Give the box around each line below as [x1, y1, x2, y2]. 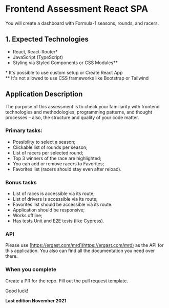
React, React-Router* [12, 48, 58, 54]
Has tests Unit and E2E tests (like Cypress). [12, 218, 104, 224]
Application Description [5, 90, 83, 99]
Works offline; [12, 213, 43, 219]
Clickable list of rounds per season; [12, 144, 88, 150]
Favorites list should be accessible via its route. [12, 201, 113, 208]
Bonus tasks [5, 179, 37, 186]
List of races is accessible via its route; [12, 190, 95, 197]
